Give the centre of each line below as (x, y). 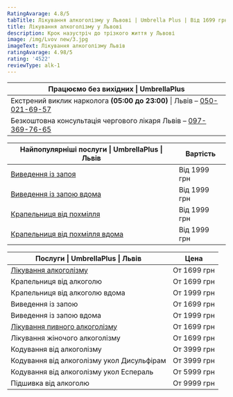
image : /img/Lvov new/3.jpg (48, 40)
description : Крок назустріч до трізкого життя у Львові (91, 33)
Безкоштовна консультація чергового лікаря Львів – (99, 120)
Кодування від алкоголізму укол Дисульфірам (88, 360)
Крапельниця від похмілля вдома (67, 234)
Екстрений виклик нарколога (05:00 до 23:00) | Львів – (105, 100)
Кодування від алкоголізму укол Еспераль (82, 371)
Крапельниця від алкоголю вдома (68, 293)
